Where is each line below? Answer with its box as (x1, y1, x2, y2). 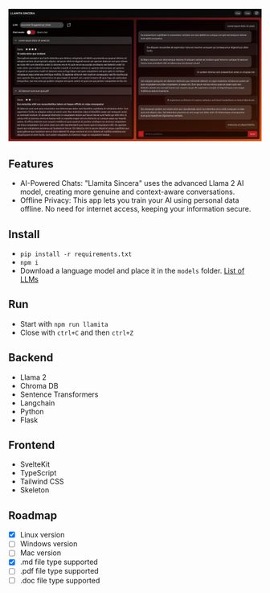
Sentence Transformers (19, 389, 99, 399)
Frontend (8, 438, 55, 451)
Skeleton (19, 485, 50, 495)
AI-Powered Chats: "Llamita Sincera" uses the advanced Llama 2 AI (19, 179, 244, 188)
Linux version (19, 530, 65, 540)
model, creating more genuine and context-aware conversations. (19, 187, 235, 197)
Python (19, 406, 44, 416)
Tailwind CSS (19, 476, 64, 487)
